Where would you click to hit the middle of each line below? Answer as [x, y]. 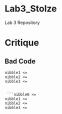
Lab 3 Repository [22, 22]
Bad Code [20, 61]
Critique [22, 43]
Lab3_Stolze [31, 9]
